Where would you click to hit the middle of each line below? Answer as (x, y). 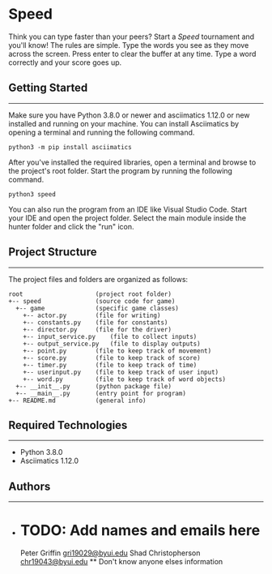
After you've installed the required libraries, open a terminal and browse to (132, 162)
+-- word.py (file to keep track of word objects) (125, 379)
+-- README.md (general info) (78, 401)
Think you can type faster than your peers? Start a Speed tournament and (132, 36)
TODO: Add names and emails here (140, 531)
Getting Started (48, 88)
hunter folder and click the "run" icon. (72, 226)
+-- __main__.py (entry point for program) (101, 393)
